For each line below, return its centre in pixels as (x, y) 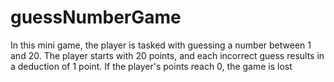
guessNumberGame (96, 17)
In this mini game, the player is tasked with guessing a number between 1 (161, 45)
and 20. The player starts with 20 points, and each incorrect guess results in (167, 55)
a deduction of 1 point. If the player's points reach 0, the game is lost (151, 66)
